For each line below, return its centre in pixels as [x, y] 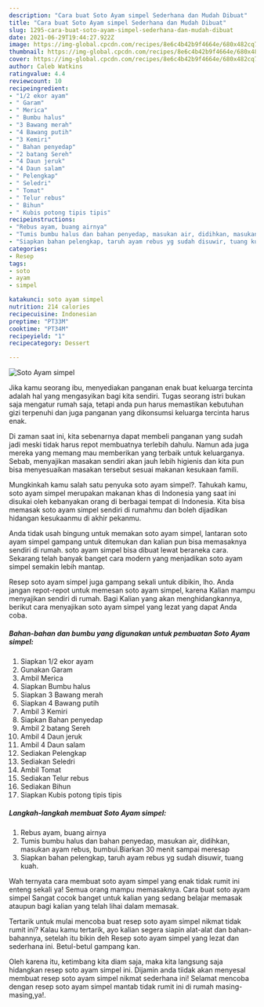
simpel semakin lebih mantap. [57, 567]
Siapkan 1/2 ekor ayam [57, 662]
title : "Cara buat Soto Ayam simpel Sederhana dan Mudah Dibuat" [118, 23]
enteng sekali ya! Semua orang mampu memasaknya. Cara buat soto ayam [129, 890]
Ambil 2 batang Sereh [55, 728]
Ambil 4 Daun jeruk [51, 737]
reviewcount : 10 [35, 81]
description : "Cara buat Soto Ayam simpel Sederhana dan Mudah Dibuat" [128, 15]
